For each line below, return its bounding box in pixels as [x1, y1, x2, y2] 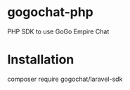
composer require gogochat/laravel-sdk [7, 75, 123, 83]
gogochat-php [7, 4, 93, 20]
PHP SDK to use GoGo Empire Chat [7, 27, 110, 36]
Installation [7, 52, 74, 68]
